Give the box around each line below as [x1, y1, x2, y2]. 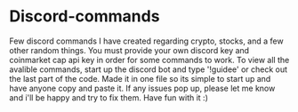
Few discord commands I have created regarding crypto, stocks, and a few [9, 36, 284, 46]
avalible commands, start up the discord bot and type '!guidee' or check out [9, 64, 287, 75]
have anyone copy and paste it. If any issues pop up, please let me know [9, 83, 276, 93]
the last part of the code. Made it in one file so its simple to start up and [9, 73, 271, 84]
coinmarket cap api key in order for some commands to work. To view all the [9, 54, 290, 65]
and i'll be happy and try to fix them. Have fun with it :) [9, 92, 209, 103]
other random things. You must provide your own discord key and [9, 44, 250, 55]
